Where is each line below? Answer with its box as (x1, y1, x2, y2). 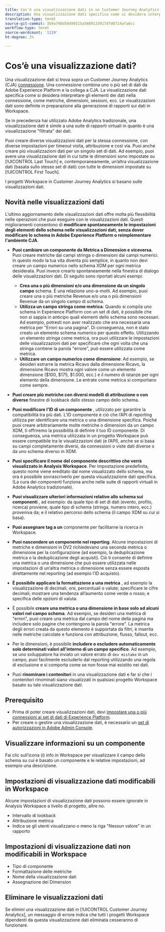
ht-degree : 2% (5, 35, 34, 40)
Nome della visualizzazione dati (12, 873, 77, 880)
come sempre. (19, 382, 49, 388)
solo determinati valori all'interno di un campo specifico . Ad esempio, (12, 646, 157, 652)
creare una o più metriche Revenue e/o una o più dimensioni (19, 293, 141, 299)
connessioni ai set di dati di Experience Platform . (12, 714, 111, 720)
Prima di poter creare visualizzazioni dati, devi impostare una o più (12, 709, 147, 715)
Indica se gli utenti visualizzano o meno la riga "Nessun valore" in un (12, 823, 151, 829)
